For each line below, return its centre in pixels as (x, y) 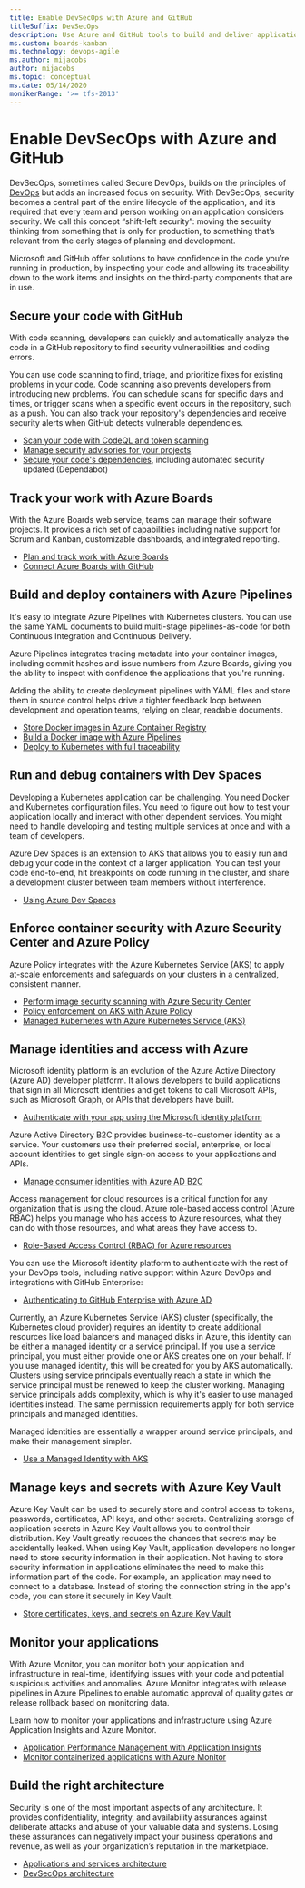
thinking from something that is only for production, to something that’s (142, 231)
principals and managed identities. (74, 1414)
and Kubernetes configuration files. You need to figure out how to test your (150, 806)
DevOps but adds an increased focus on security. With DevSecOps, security (152, 192)
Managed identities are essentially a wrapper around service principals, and (151, 1431)
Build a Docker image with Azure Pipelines (102, 737)
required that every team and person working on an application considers (147, 212)
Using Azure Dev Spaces (69, 900)
